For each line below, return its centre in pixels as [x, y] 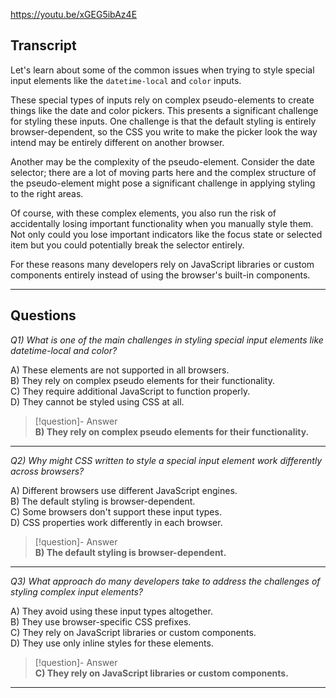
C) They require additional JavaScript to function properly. [130, 391]
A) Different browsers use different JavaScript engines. [124, 490]
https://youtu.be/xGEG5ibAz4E [74, 14]
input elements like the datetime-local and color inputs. [126, 80]
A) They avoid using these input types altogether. [111, 611]
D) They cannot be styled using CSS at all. [97, 401]
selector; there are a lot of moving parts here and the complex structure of [163, 172]
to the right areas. [47, 193]
